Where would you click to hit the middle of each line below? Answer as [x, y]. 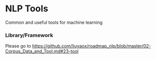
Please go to [18, 46]
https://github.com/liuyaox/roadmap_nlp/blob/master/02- [91, 46]
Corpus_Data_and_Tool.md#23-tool [42, 51]
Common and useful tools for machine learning [54, 22]
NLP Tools [27, 9]
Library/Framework [29, 35]
